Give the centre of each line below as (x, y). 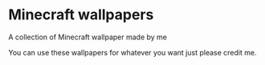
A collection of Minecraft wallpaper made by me (88, 37)
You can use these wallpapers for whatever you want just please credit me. (132, 52)
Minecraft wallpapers (81, 15)
